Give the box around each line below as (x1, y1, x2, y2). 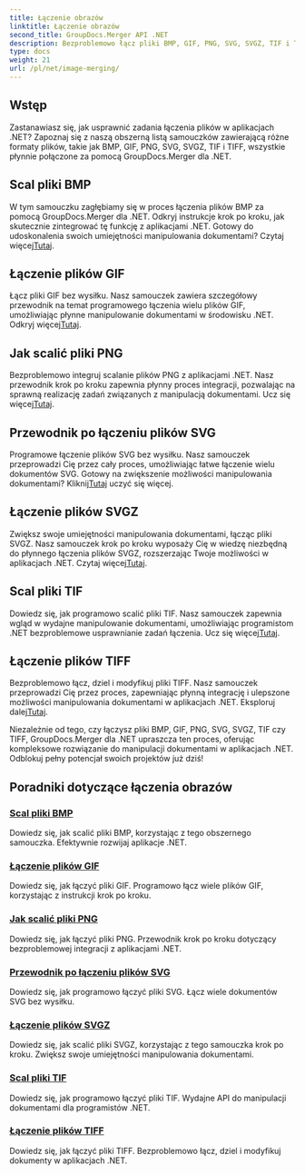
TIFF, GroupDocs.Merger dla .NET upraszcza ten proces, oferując (9, 733, 255, 745)
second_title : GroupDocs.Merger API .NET (9, 30, 169, 39)
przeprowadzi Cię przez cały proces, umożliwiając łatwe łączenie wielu (9, 458, 275, 469)
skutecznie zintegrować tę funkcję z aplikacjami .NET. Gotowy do (9, 220, 254, 232)
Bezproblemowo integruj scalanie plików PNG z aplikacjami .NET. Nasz (9, 370, 274, 381)
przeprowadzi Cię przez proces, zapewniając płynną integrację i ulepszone (9, 687, 290, 698)
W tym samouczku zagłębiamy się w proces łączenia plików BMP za (9, 201, 265, 212)
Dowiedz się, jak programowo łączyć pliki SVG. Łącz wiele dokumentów (9, 986, 279, 997)
